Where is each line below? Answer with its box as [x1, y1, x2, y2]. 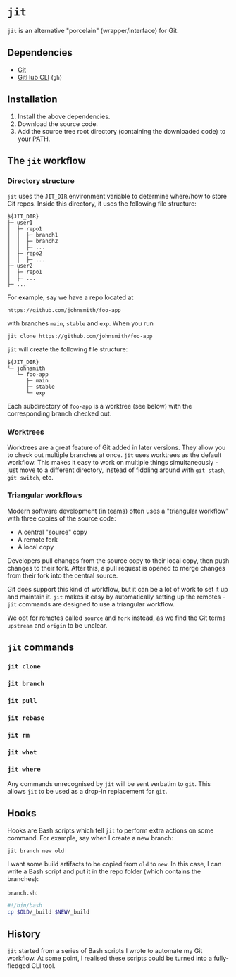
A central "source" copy [17, 528, 88, 536]
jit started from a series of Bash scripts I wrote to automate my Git [7, 947, 203, 955]
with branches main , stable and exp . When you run [7, 319, 154, 328]
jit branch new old [7, 847, 65, 854]
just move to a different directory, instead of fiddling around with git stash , [7, 466, 226, 474]
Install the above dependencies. [17, 112, 111, 120]
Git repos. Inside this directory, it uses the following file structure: [7, 199, 197, 208]
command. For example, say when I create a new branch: [7, 833, 174, 842]
